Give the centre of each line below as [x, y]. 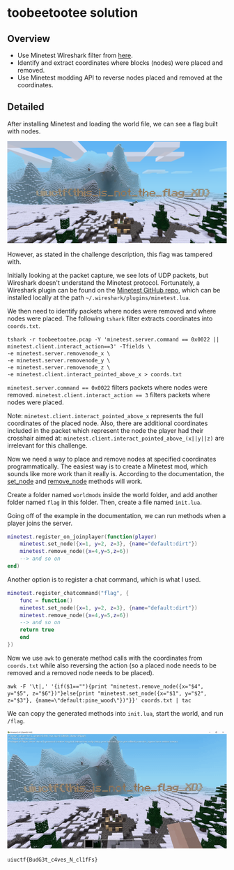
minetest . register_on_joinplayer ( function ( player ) [82, 537]
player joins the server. [40, 523]
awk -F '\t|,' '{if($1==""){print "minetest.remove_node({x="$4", [106, 686]
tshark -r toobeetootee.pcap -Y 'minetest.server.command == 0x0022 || [113, 339]
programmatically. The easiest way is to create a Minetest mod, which [108, 466]
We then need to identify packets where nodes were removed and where [112, 311]
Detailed [26, 107]
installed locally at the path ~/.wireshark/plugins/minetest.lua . [99, 297]
